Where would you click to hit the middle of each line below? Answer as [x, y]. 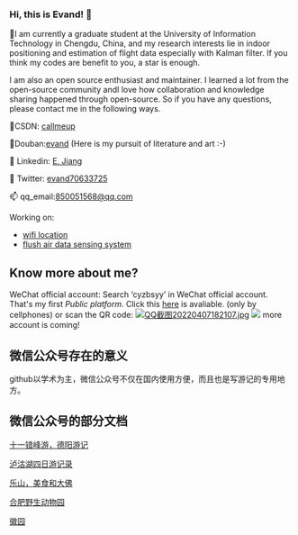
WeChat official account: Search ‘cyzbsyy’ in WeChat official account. [139, 295]
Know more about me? [74, 272]
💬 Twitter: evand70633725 [59, 178]
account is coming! [45, 325]
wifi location [45, 235]
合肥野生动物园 [37, 502]
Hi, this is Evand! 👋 [51, 14]
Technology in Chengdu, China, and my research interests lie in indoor [140, 43]
